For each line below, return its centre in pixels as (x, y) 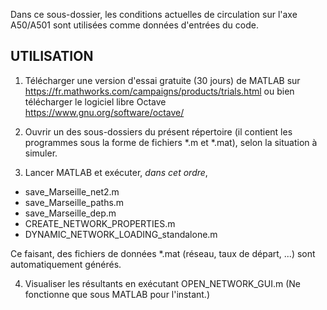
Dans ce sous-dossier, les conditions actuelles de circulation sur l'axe (154, 14)
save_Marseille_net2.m (72, 191)
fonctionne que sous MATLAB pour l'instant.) (117, 294)
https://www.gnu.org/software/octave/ (104, 112)
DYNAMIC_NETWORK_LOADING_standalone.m (121, 234)
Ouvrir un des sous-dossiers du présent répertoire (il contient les (158, 131)
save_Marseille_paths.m (74, 202)
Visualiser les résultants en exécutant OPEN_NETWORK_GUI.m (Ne (162, 283)
